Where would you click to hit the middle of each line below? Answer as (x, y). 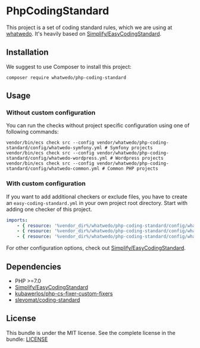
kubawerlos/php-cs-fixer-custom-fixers (64, 294)
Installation (27, 53)
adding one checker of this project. (49, 209)
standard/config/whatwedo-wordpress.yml (57, 159)
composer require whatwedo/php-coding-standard (66, 77)
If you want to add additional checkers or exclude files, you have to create (97, 197)
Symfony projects (131, 148)
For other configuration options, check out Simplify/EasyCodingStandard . (96, 248)
